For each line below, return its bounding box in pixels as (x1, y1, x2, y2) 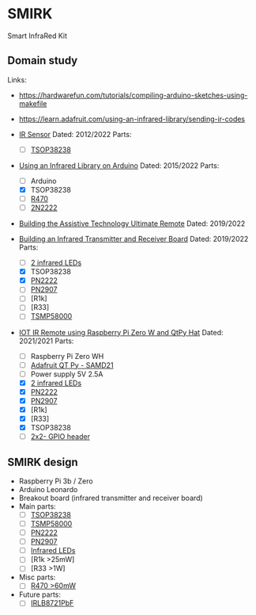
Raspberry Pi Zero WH (30, 351, 104, 361)
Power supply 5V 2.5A (30, 369, 104, 379)
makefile (18, 98, 47, 108)
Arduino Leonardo (18, 484, 78, 494)
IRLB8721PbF (30, 598, 74, 608)
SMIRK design (7, 455, 78, 468)
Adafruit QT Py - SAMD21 (30, 360, 114, 369)
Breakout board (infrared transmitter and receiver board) (18, 493, 203, 502)
